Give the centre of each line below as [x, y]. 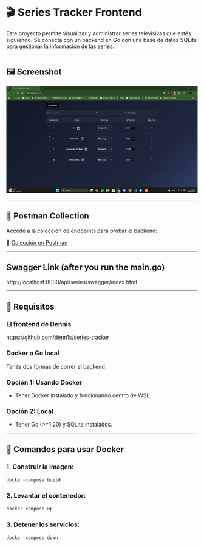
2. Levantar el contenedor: [46, 495]
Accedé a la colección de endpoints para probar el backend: [82, 231]
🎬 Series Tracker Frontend [74, 12]
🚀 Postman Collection [48, 216]
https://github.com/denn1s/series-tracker [58, 337]
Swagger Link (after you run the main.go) [86, 267]
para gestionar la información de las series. [60, 46]
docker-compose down [32, 538]
